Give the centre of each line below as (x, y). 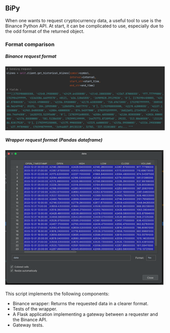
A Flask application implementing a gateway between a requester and (85, 314)
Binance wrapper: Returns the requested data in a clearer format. (80, 304)
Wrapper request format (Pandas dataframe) (54, 140)
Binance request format (31, 56)
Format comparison (30, 44)
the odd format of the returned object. (45, 31)
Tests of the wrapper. (35, 309)
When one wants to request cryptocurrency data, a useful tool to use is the (83, 20)
